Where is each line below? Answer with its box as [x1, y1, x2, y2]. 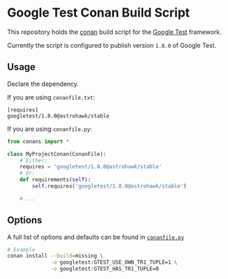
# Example [7, 246, 36, 253]
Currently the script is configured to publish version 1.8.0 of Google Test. [7, 41, 216, 49]
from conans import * [7, 138, 70, 145]
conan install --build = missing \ [7, 253, 104, 260]
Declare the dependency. [7, 80, 79, 88]
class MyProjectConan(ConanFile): [7, 150, 107, 157]
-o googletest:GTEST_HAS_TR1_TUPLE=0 [50, 265, 159, 273]
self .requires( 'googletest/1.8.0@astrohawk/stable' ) [32, 183, 187, 190]
